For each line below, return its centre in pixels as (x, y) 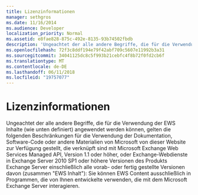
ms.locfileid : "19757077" (38, 77)
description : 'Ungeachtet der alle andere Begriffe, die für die (88, 45)
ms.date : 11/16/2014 (32, 22)
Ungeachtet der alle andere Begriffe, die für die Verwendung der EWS (91, 123)
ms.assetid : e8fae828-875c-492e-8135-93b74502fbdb (70, 39)
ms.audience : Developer (35, 28)
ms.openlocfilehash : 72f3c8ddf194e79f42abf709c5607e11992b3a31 (85, 50)
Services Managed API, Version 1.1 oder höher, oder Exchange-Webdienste (97, 155)
